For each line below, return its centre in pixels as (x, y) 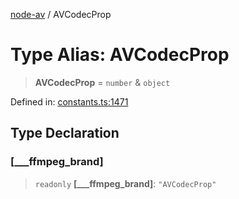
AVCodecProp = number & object (102, 82)
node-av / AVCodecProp (61, 14)
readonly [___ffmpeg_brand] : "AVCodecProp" (125, 183)
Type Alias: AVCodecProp (120, 55)
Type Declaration (65, 133)
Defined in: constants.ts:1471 (69, 101)
